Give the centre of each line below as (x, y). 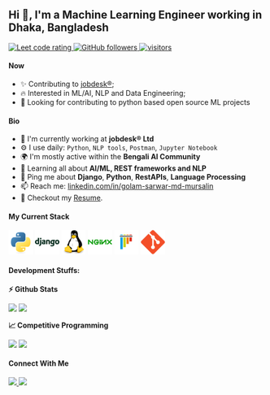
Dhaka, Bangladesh (59, 28)
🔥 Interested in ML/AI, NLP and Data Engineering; (103, 93)
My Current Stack (39, 216)
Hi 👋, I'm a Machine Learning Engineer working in (135, 15)
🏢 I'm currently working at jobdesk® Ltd (87, 139)
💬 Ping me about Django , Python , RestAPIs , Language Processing (133, 177)
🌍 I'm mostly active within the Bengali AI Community (110, 157)
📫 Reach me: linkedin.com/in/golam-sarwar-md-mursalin (117, 186)
